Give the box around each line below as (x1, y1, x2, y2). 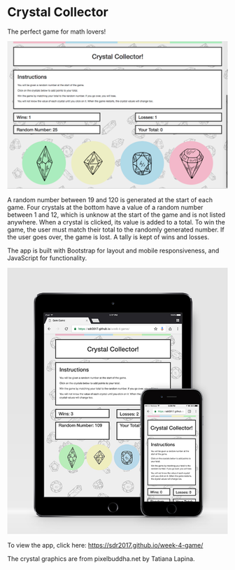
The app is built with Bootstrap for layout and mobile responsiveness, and (7, 246, 220, 255)
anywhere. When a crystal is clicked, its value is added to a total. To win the (7, 218, 225, 227)
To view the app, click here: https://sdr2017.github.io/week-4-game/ (7, 541, 204, 549)
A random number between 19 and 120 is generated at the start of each (7, 196, 213, 204)
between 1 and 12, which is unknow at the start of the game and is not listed (7, 211, 226, 219)
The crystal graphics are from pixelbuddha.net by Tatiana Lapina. (7, 554, 195, 563)
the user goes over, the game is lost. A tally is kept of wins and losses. (7, 233, 210, 241)
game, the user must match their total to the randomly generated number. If (7, 225, 225, 234)
